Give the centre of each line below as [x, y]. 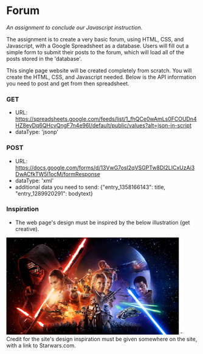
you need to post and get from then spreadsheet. [68, 83]
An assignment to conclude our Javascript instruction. [74, 27]
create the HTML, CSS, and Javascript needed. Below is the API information [101, 77]
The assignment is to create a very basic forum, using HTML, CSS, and [95, 39]
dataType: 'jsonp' [37, 132]
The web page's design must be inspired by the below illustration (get [102, 222]
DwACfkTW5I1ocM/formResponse [57, 174]
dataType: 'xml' [34, 180]
